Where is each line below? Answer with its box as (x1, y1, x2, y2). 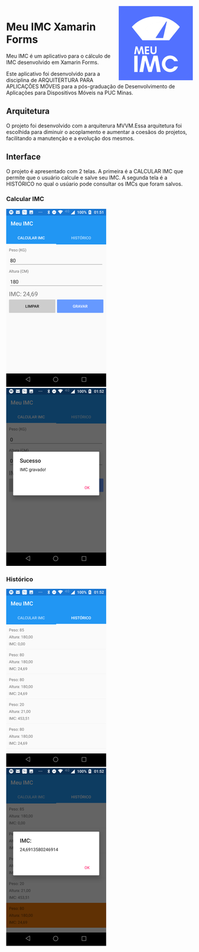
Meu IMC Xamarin (6, 20, 96, 34)
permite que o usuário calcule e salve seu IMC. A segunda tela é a (6, 174, 168, 181)
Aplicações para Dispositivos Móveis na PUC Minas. (6, 89, 133, 96)
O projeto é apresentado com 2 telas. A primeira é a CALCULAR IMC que (6, 167, 184, 174)
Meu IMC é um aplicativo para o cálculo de (6, 52, 111, 59)
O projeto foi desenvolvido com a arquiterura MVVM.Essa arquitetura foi (6, 122, 182, 129)
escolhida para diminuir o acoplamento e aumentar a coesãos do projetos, (6, 128, 188, 135)
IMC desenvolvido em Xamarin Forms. (6, 59, 99, 66)
